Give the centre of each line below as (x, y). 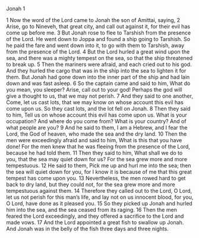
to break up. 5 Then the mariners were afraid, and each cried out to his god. (99, 64)
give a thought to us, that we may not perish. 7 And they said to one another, (99, 96)
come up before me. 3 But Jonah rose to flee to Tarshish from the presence (99, 33)
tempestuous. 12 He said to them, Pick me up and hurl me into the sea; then (99, 165)
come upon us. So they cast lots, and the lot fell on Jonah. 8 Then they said (99, 109)
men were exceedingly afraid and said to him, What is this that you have (94, 140)
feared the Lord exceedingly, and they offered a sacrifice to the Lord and (95, 216)
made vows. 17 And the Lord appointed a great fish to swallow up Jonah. (95, 222)
